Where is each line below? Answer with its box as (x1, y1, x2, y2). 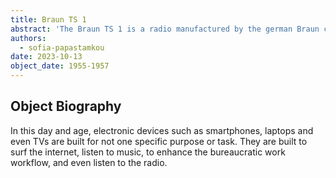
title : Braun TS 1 (10, 14, 87, 25)
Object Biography (10, 98, 122, 115)
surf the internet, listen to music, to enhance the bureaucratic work (10, 146, 286, 158)
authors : (10, 33, 47, 43)
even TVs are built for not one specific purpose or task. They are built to (10, 135, 308, 147)
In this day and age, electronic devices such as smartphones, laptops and (10, 124, 314, 136)
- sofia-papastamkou (19, 42, 105, 53)
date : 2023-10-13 (10, 52, 83, 62)
